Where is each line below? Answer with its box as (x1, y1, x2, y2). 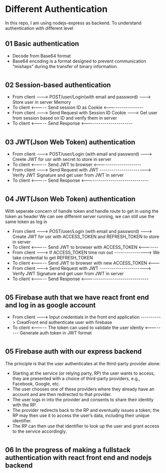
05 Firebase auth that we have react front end (5, 293, 149, 302)
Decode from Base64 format (12, 53, 71, 59)
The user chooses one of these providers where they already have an (12, 386, 155, 392)
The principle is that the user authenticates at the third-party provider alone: (5, 360, 161, 366)
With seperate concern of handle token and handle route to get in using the (5, 208, 159, 214)
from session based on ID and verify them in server (12, 115, 117, 121)
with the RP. (12, 401, 37, 408)
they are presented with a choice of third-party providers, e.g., (12, 375, 140, 381)
